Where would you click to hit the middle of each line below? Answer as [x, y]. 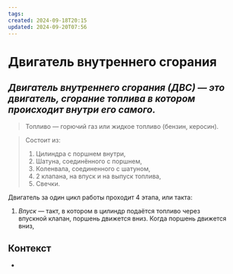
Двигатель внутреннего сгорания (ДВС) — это [116, 88]
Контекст [30, 248]
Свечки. [48, 184]
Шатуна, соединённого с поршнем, [89, 161]
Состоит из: [43, 140]
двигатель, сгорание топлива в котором [102, 98]
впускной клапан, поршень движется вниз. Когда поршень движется [122, 218]
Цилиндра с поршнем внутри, [81, 154]
